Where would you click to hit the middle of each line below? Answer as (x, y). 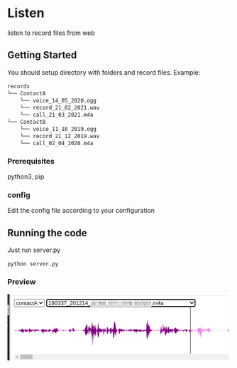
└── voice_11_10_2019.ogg (59, 129)
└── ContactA (27, 93)
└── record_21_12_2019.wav (60, 136)
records (19, 86)
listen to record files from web (51, 33)
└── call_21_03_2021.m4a (57, 115)
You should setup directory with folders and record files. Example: (104, 72)
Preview (22, 282)
